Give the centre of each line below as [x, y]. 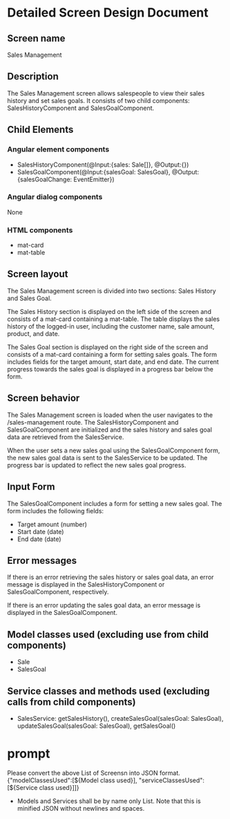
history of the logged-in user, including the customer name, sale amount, [111, 326]
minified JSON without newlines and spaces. [81, 808]
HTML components [40, 230]
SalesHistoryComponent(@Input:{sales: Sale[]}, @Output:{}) [103, 165]
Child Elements [40, 130]
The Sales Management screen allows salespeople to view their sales [106, 93]
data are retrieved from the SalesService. [66, 436]
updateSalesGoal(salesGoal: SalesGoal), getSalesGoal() [96, 726]
